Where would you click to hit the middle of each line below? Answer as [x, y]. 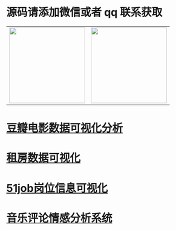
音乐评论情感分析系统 [60, 218]
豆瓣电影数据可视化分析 [65, 128]
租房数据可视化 [44, 158]
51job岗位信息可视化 [57, 188]
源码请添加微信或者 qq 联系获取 [84, 12]
